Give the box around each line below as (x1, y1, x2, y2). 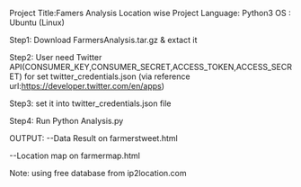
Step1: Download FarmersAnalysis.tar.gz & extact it (9, 35, 198, 45)
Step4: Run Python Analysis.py (9, 116, 124, 126)
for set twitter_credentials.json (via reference (23, 71, 190, 82)
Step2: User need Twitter (9, 52, 102, 62)
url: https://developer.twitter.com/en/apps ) (9, 81, 164, 91)
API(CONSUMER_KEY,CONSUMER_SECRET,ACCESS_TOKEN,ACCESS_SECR (9, 62, 292, 72)
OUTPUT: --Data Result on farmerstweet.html (9, 133, 178, 143)
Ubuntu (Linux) (9, 17, 66, 28)
